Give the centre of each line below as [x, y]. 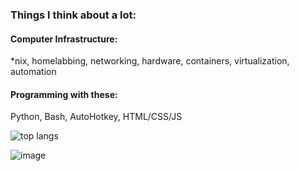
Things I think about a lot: [73, 15]
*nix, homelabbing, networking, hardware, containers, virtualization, [150, 61]
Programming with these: [64, 94]
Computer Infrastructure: [64, 39]
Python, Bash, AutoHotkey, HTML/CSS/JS [96, 117]
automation [33, 72]
